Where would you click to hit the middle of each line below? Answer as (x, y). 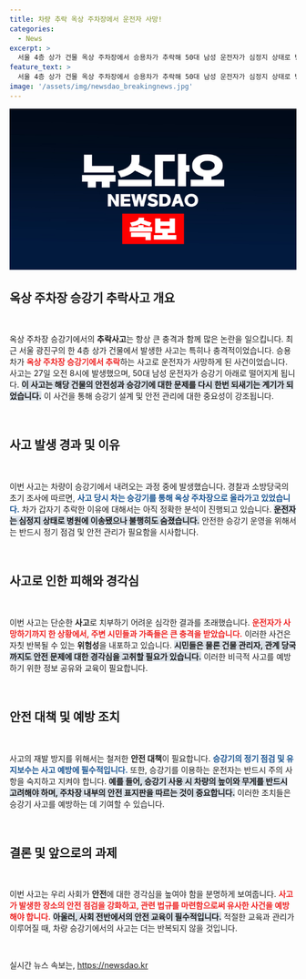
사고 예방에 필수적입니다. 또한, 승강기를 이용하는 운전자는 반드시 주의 (162, 770)
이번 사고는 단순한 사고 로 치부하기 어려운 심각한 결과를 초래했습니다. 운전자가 (146, 622)
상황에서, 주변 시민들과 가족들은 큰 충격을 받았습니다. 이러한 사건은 (174, 634)
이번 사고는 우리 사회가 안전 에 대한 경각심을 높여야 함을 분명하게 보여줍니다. (143, 894)
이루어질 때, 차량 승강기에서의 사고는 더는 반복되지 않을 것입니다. (124, 928)
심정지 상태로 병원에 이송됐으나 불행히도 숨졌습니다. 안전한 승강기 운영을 (146, 520)
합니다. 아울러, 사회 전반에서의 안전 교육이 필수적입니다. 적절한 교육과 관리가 (160, 917)
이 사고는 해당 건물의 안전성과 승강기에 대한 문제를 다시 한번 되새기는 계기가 (153, 385)
